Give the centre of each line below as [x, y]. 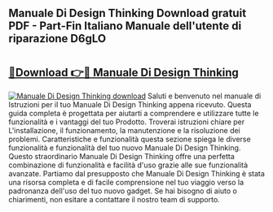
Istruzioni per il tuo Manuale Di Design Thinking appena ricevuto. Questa [130, 104]
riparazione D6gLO [57, 39]
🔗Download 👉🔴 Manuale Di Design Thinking [123, 72]
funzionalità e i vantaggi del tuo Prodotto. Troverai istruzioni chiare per [127, 122]
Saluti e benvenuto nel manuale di [205, 96]
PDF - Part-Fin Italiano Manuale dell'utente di [125, 26]
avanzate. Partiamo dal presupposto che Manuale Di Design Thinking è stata [136, 173]
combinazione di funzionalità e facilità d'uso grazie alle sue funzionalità [128, 165]
